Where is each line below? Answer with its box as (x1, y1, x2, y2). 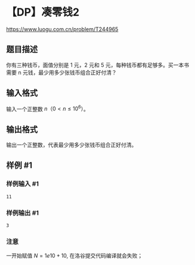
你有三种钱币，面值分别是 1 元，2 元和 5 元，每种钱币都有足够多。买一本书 (6, 61, 190, 69)
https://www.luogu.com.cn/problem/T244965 (6, 25, 119, 33)
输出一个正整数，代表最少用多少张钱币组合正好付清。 (6, 141, 137, 149)
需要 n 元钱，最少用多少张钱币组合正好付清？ (6, 69, 117, 76)
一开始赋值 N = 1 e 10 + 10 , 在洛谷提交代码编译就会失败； (6, 252, 143, 260)
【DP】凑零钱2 (6, 5, 80, 19)
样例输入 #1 (6, 180, 39, 188)
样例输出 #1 (6, 208, 39, 217)
